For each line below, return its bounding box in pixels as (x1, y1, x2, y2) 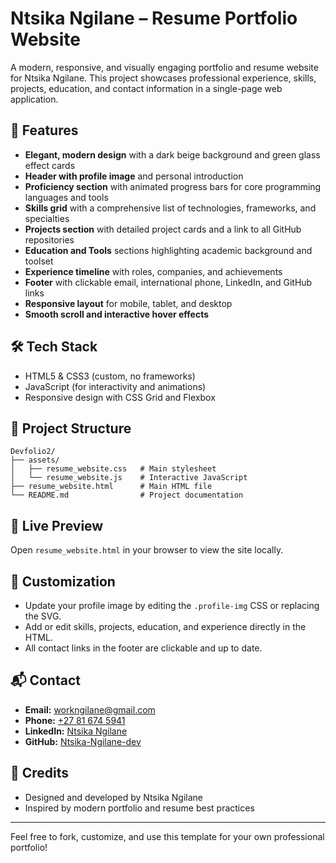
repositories (24, 233, 75, 246)
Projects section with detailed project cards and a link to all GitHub (24, 223, 302, 235)
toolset (24, 255, 54, 267)
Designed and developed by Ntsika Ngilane (24, 791, 204, 803)
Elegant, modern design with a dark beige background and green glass (24, 148, 321, 161)
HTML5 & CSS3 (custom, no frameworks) (24, 370, 196, 382)
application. (10, 93, 59, 105)
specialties (24, 212, 70, 224)
